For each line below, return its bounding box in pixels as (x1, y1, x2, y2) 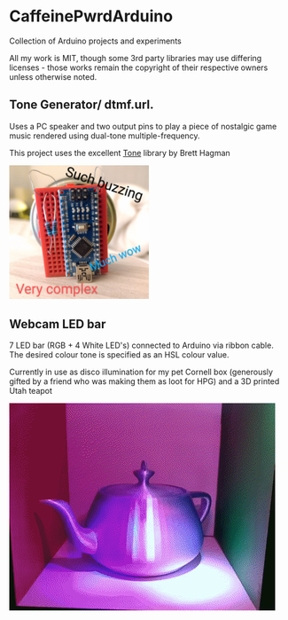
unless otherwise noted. (9, 71, 97, 82)
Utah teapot (9, 385, 53, 396)
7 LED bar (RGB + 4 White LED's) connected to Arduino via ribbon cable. (9, 340, 275, 350)
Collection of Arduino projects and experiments (9, 35, 182, 46)
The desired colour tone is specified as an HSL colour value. (9, 349, 230, 360)
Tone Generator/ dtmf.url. (9, 98, 154, 113)
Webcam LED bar (9, 317, 106, 332)
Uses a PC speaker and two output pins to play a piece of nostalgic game (9, 121, 277, 131)
